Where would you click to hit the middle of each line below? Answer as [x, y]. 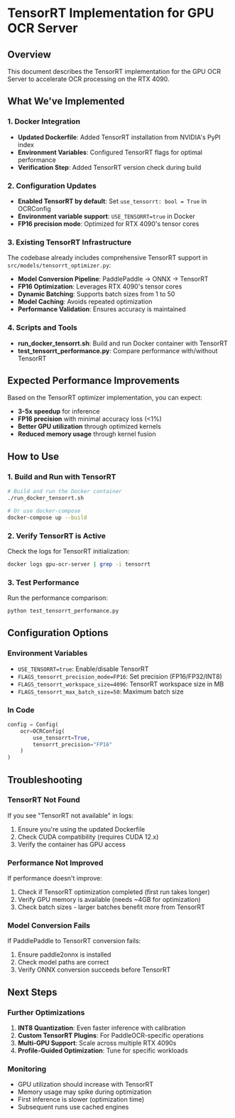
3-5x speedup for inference [59, 412]
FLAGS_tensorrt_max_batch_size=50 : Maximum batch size [100, 692]
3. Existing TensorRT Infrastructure [70, 242]
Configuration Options [58, 633]
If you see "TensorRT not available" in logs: [70, 815]
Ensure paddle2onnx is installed [64, 955]
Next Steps [32, 992]
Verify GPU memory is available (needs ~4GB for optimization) [109, 900]
